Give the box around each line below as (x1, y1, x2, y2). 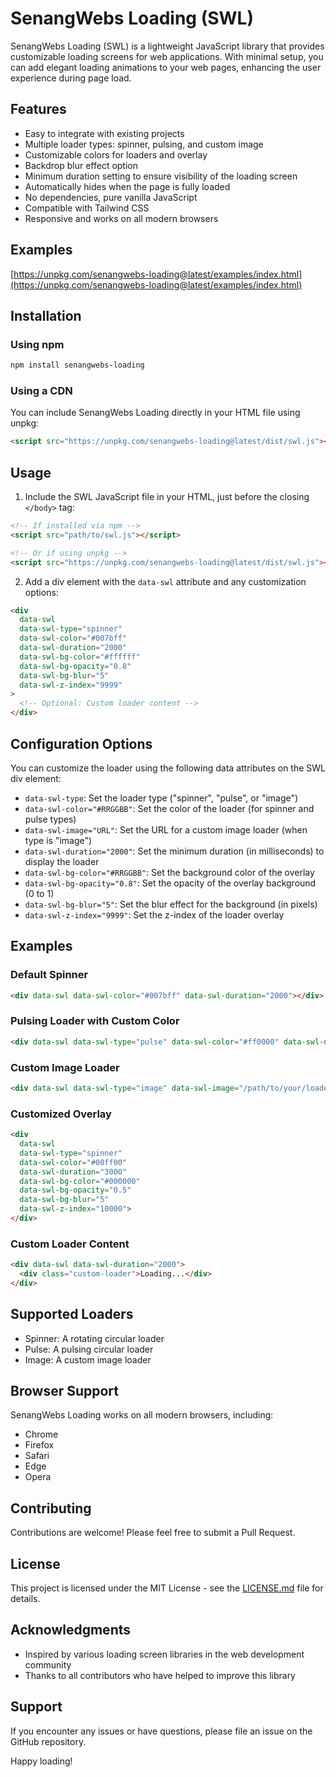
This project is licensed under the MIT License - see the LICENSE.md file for (10, 1582, 324, 1594)
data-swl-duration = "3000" (19, 1167, 128, 1177)
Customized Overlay (10, 1107, 112, 1121)
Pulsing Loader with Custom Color (10, 1014, 180, 1028)
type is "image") (24, 834, 93, 846)
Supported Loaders (10, 1306, 134, 1323)
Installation (10, 307, 82, 324)
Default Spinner (10, 968, 89, 982)
